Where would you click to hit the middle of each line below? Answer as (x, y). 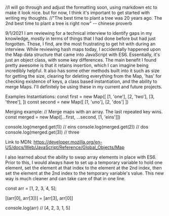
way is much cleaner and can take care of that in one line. (65, 178)
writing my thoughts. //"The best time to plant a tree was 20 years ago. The (84, 18)
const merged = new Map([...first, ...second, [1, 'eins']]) (63, 117)
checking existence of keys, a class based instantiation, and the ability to (81, 81)
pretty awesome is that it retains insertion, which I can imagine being (77, 65)
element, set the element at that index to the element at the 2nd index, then (83, 168)
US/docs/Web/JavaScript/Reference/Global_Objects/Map (65, 147)
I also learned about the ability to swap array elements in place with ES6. (81, 157)
